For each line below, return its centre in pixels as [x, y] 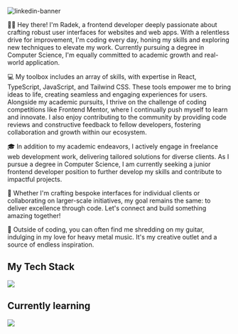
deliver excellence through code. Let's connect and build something [107, 208]
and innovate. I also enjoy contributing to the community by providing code [117, 117]
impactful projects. [35, 179]
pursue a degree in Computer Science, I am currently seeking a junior [109, 164]
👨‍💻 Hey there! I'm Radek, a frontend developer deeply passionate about [113, 25]
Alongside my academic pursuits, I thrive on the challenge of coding [107, 102]
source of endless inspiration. [51, 244]
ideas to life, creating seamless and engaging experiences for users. [108, 95]
